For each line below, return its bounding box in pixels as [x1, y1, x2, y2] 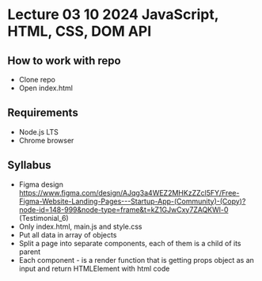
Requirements [7, 106, 78, 120]
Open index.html [18, 83, 73, 93]
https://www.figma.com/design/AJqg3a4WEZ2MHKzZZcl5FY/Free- [18, 188, 240, 197]
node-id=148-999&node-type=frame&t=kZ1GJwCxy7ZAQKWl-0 [18, 204, 229, 215]
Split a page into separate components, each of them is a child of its [18, 238, 242, 248]
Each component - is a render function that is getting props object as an [18, 255, 255, 264]
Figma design [18, 180, 64, 189]
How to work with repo [7, 54, 121, 67]
